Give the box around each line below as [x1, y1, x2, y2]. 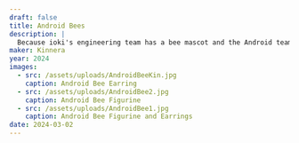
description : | [9, 29, 66, 38]
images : [9, 63, 38, 72]
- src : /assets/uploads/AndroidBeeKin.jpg [17, 71, 177, 80]
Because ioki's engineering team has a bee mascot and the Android [17, 37, 273, 47]
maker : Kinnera [9, 46, 66, 55]
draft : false [9, 12, 58, 22]
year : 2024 [9, 54, 50, 63]
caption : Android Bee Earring [25, 79, 138, 88]
